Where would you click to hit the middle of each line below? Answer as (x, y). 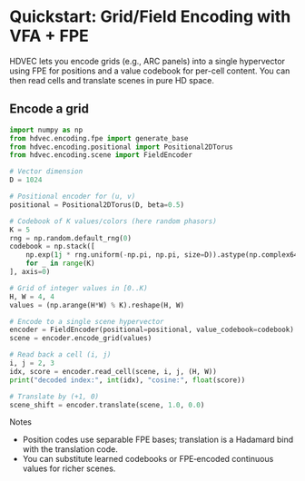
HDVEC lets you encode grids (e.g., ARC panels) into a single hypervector (148, 61)
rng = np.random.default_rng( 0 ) (70, 238)
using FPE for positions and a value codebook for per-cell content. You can (150, 71)
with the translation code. (70, 449)
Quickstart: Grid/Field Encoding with (150, 17)
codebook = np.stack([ (52, 247)
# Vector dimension (46, 172)
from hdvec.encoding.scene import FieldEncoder (101, 155)
